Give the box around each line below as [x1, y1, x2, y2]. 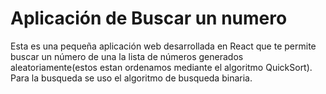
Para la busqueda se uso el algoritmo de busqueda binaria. [10, 72, 253, 84]
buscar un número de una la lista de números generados [10, 50, 244, 62]
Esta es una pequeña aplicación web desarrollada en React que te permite [10, 40, 317, 52]
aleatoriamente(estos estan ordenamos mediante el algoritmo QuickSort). [10, 61, 313, 73]
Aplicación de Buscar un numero [10, 7, 288, 30]
